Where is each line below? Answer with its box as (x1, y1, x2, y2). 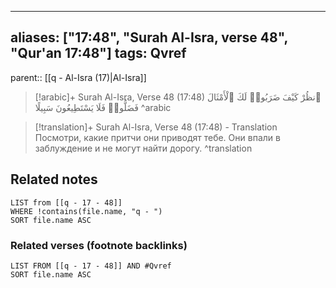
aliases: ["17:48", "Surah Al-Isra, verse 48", (10, 29, 288, 46)
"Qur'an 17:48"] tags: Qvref (10, 45, 187, 62)
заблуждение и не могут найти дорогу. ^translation (34, 142, 253, 154)
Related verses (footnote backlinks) (10, 238, 188, 252)
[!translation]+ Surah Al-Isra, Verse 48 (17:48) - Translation (34, 121, 278, 133)
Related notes (10, 171, 98, 188)
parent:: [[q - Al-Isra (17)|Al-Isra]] (10, 71, 147, 83)
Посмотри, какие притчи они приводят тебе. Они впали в (34, 131, 281, 143)
